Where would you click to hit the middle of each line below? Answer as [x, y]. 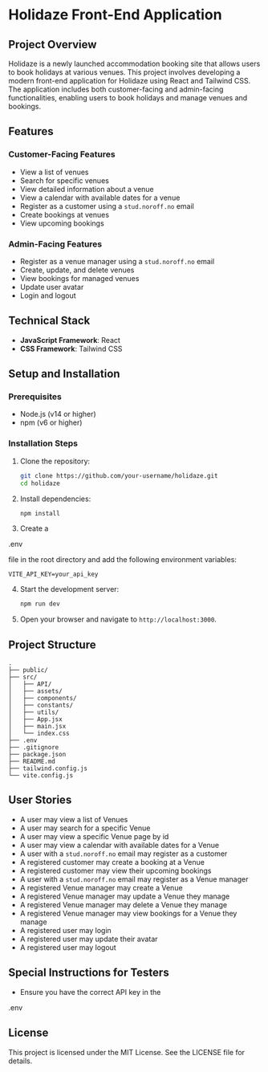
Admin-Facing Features [55, 244]
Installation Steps [43, 443]
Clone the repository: [55, 461]
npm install [40, 513]
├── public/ [28, 671]
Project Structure [52, 644]
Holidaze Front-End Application [115, 15]
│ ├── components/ [43, 699]
